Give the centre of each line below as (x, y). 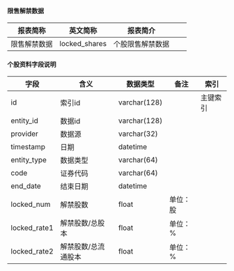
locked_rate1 (32, 228)
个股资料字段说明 (32, 64)
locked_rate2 (32, 251)
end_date (26, 186)
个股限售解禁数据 (141, 44)
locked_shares (83, 44)
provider (24, 134)
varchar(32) (138, 134)
